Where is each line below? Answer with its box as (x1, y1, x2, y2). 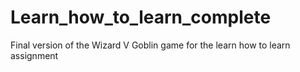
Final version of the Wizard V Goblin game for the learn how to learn (10, 39, 291, 51)
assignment (10, 49, 59, 61)
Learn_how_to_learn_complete (10, 6, 272, 29)
